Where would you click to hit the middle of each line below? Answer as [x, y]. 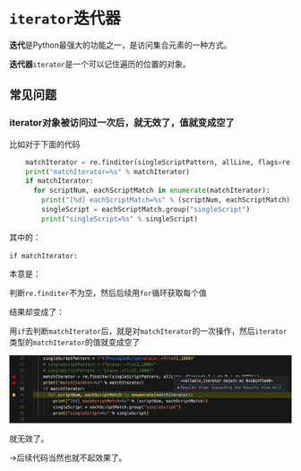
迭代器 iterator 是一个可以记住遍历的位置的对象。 [100, 64]
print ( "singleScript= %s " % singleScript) [120, 219]
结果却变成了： [37, 311]
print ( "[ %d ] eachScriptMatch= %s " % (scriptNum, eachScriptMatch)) [168, 200]
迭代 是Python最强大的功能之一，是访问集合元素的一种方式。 [120, 45]
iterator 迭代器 [65, 18]
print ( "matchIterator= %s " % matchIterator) [108, 171]
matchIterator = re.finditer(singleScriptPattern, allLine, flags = [154, 162]
